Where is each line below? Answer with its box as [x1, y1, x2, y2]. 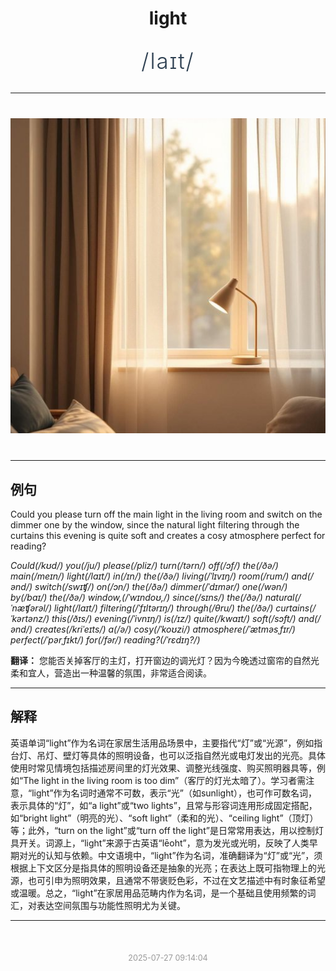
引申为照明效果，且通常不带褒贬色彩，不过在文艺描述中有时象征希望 [44, 874, 326, 886]
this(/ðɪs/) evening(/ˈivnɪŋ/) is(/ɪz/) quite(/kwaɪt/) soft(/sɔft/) [51, 613, 297, 624]
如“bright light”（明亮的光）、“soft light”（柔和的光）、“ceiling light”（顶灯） [10, 812, 319, 824]
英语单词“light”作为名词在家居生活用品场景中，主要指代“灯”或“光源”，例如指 [10, 737, 323, 749]
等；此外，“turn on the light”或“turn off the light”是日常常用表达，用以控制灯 [10, 824, 324, 836]
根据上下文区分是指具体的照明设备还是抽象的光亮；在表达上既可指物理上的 [10, 862, 317, 874]
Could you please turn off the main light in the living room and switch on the [10, 508, 323, 520]
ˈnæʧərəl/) [10, 602, 53, 614]
